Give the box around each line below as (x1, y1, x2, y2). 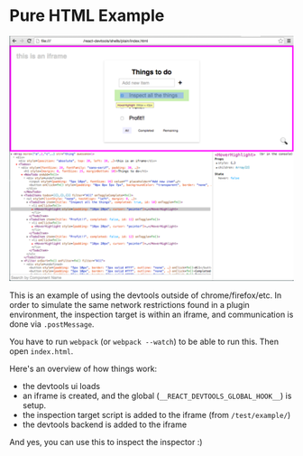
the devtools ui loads (22, 381, 101, 392)
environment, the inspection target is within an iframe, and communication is (9, 309, 294, 321)
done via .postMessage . (9, 319, 95, 330)
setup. (22, 400, 47, 411)
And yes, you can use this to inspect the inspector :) (9, 437, 203, 448)
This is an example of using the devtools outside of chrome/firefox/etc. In (9, 290, 282, 301)
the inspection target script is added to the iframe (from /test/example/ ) (22, 410, 291, 421)
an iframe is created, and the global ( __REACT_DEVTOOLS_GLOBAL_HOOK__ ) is (22, 390, 292, 402)
